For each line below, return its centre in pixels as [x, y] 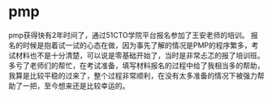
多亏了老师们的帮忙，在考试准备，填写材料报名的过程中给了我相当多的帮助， [136, 65]
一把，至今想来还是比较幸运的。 [76, 85]
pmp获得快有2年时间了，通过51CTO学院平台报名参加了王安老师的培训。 [129, 35]
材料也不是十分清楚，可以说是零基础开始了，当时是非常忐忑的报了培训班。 [140, 55]
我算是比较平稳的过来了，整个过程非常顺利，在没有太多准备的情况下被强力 [133, 75]
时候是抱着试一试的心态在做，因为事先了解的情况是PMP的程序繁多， [137, 45]
